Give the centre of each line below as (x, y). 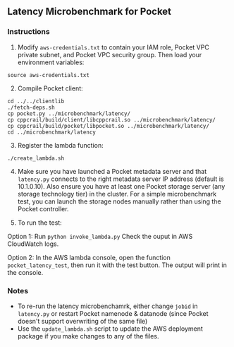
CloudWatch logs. (33, 244)
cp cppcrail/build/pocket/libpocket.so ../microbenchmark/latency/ (109, 126)
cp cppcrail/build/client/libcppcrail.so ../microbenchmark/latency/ (112, 119)
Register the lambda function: (60, 145)
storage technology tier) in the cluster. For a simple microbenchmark (117, 194)
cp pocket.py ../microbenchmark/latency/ (69, 113)
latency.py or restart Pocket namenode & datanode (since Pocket (113, 313)
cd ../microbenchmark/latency (52, 132)
